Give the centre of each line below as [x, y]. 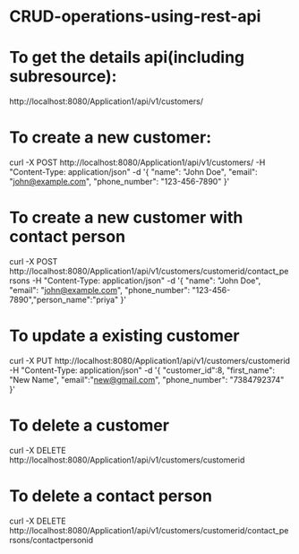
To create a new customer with [126, 218]
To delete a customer [90, 425]
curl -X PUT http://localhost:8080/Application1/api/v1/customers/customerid [150, 360]
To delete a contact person [111, 496]
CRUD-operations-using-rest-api [135, 17]
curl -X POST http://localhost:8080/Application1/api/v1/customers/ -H [137, 162]
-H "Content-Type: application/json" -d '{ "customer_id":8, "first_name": [142, 370]
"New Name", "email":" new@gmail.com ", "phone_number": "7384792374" [147, 379]
